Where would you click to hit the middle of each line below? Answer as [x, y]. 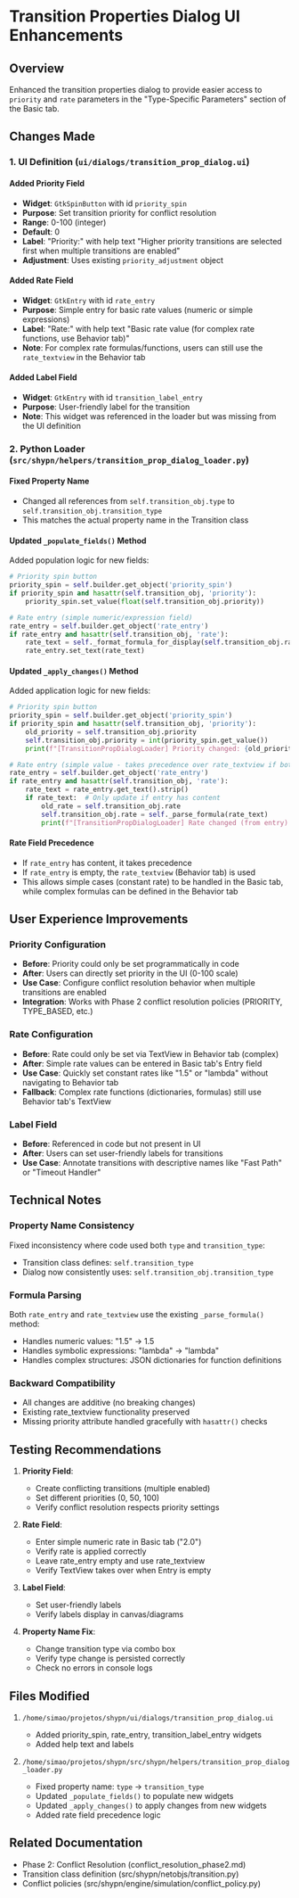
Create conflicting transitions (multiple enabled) [123, 1489]
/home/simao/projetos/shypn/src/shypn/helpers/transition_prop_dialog [156, 1762]
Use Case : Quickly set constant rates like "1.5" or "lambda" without [145, 1073]
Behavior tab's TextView [66, 1101]
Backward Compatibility [62, 1382]
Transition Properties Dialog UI [125, 17]
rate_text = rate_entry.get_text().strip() [107, 790]
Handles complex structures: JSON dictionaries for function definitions [152, 1360]
